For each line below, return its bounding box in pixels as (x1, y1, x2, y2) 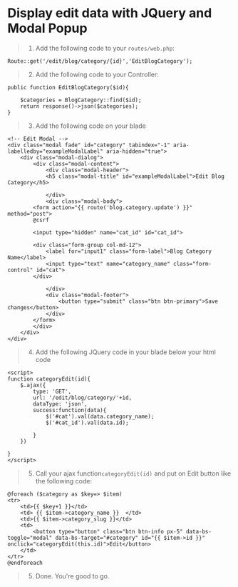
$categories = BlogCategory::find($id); (20, 96, 142, 104)
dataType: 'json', (33, 400, 88, 408)
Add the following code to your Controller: (35, 70, 159, 79)
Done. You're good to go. (35, 571, 110, 580)
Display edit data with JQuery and (7, 5, 212, 21)
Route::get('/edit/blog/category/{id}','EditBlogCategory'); (7, 57, 193, 65)
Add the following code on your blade (35, 121, 146, 130)
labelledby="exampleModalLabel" (7, 148, 103, 155)
